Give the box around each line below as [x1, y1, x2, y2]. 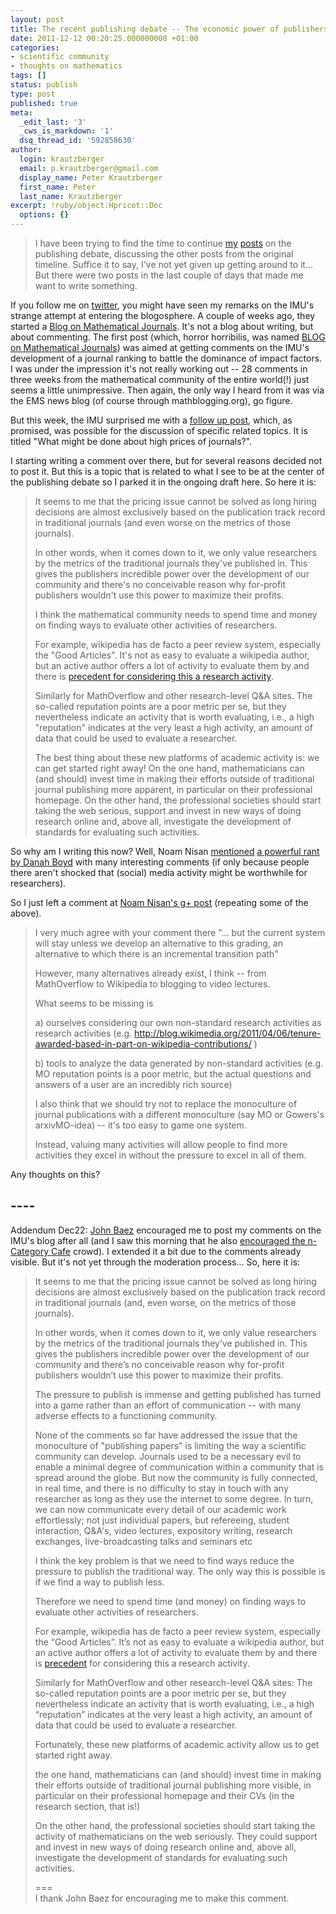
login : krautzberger [19, 154, 105, 164]
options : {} [19, 210, 70, 220]
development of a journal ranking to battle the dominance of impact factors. [10, 352, 323, 364]
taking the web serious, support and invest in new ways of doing [34, 805, 302, 816]
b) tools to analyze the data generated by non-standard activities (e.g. [34, 1057, 324, 1069]
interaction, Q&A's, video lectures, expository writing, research [34, 1524, 293, 1536]
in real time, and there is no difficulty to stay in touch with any [34, 1482, 289, 1494]
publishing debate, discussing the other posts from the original [34, 248, 294, 260]
